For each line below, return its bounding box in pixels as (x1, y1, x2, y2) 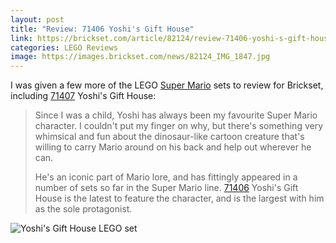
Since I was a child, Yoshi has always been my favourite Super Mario (34, 109, 318, 121)
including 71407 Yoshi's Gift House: (10, 90, 157, 102)
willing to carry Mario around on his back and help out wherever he (34, 141, 312, 153)
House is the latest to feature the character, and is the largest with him (34, 192, 325, 205)
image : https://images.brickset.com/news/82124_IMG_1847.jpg (10, 52, 271, 62)
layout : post (10, 14, 65, 25)
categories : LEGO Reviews (10, 42, 118, 53)
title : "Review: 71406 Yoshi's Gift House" (10, 24, 195, 34)
